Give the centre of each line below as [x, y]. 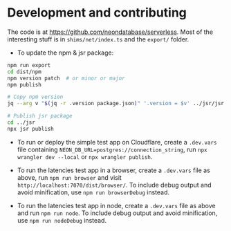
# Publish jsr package [40, 116]
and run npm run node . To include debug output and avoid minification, [117, 213]
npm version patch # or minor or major [66, 78]
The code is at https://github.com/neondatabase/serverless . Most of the [110, 32]
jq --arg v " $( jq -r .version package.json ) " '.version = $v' [99, 104]
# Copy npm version [35, 97]
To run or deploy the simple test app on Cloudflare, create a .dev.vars [117, 142]
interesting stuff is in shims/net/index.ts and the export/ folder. [98, 39]
